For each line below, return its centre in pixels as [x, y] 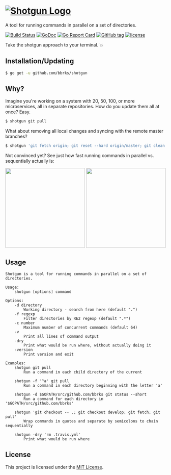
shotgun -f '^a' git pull [42, 381]
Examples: [16, 363]
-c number [25, 323]
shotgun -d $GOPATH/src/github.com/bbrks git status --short [80, 394]
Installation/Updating [40, 61]
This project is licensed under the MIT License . [54, 467]
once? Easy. [18, 112]
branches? [16, 136]
